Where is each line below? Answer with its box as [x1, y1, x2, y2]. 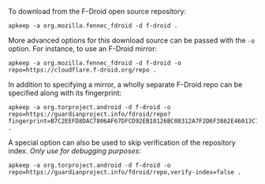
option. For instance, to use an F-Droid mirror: [8, 44, 158, 53]
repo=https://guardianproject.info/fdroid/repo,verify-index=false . [8, 168, 242, 176]
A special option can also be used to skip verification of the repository [8, 138, 237, 147]
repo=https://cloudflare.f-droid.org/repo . [8, 66, 157, 74]
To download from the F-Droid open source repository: [8, 7, 187, 16]
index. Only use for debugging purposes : [8, 146, 142, 156]
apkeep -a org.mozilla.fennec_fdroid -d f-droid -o [8, 59, 181, 67]
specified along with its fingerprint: [8, 88, 122, 98]
